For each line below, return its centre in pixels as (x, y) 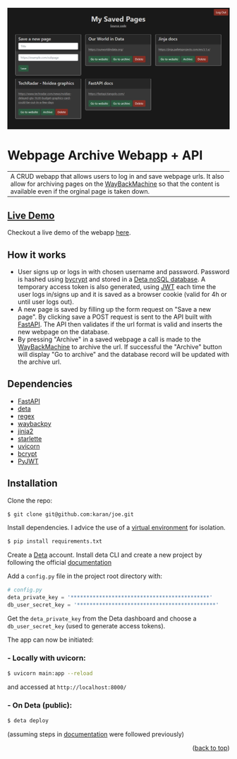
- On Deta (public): (40, 705)
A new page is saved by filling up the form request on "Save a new (114, 309)
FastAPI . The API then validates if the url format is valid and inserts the (120, 324)
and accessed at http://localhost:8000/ (67, 687)
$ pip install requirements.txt (55, 541)
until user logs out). (45, 302)
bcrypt (27, 454)
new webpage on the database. (63, 331)
